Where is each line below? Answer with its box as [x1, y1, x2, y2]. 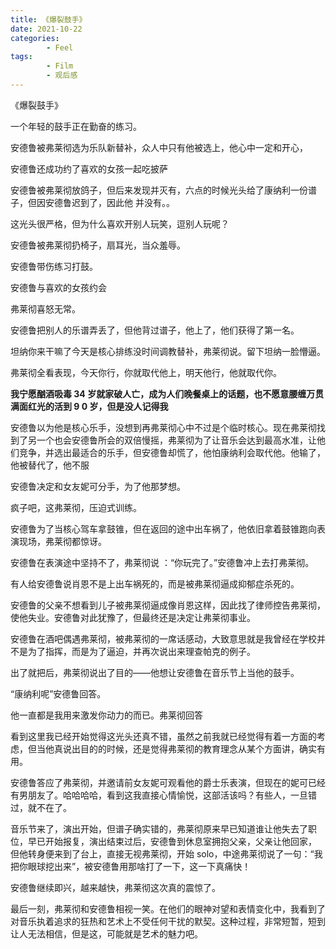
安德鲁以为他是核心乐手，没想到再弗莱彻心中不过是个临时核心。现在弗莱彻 [10, 421, 317, 433]
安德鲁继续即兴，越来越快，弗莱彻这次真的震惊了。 [10, 881, 221, 893]
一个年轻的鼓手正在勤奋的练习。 [10, 120, 142, 132]
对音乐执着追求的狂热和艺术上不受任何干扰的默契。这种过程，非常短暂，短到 [10, 915, 326, 927]
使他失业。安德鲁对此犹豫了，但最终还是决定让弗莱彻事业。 [10, 611, 256, 623]
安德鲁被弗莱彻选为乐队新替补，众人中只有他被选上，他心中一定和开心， [10, 141, 308, 153]
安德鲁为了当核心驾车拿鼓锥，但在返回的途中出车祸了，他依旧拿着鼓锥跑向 [10, 522, 317, 535]
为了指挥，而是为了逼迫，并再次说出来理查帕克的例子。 [27, 645, 256, 657]
